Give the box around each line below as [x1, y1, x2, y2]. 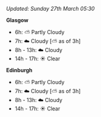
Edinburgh [6, 67, 33, 73]
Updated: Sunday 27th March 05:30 [6, 5, 95, 12]
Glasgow [6, 17, 29, 23]
